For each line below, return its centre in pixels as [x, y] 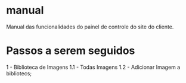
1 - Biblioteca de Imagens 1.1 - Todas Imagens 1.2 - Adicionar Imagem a [93, 67]
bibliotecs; [19, 73]
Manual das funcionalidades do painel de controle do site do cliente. [90, 27]
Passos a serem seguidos [71, 51]
